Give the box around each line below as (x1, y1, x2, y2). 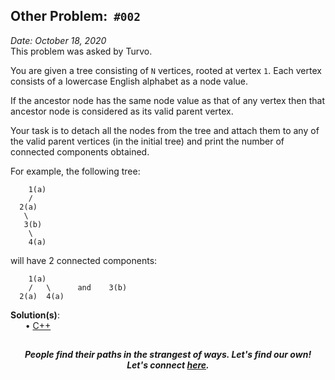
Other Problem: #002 (10, 8, 142, 25)
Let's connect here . (126, 359, 210, 371)
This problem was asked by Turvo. (10, 45, 153, 57)
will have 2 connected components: (10, 254, 158, 266)
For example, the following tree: (10, 165, 141, 177)
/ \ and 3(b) (28, 282, 128, 293)
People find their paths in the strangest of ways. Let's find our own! (24, 349, 312, 361)
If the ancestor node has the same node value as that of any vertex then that (10, 94, 326, 106)
